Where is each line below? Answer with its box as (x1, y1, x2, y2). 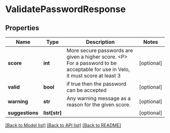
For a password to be (66, 59, 117, 66)
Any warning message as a (66, 95, 131, 102)
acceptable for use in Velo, (66, 66, 130, 73)
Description (86, 39, 115, 45)
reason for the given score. (66, 101, 131, 108)
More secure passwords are (66, 47, 133, 54)
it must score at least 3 (66, 72, 121, 79)
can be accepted (66, 87, 107, 94)
